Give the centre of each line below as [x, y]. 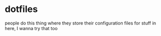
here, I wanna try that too [31, 28]
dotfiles [21, 9]
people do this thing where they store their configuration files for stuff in [81, 23]
